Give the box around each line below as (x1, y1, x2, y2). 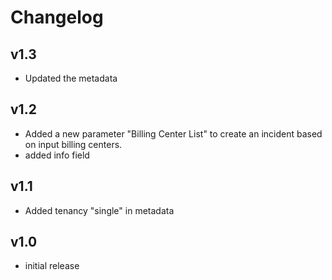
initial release (24, 260, 80, 272)
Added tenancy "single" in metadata (24, 204, 175, 216)
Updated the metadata (24, 72, 118, 84)
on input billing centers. (24, 138, 123, 150)
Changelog (10, 6, 104, 29)
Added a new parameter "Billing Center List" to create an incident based (24, 127, 323, 140)
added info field (24, 149, 90, 161)
